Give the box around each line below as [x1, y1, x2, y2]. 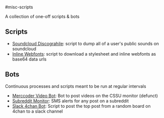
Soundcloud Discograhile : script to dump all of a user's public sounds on [12, 40, 159, 46]
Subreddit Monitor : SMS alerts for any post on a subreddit [12, 98, 129, 104]
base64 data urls [12, 56, 47, 62]
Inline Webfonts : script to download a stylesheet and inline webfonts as [12, 51, 156, 57]
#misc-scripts [5, 4, 33, 10]
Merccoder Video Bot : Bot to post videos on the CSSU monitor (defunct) [12, 93, 158, 98]
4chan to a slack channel [12, 108, 63, 114]
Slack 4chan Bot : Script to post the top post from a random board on [12, 103, 151, 109]
